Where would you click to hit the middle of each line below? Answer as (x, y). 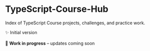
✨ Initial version (21, 32)
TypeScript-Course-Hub (57, 9)
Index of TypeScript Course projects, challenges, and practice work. (75, 23)
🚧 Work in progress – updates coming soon (50, 43)
